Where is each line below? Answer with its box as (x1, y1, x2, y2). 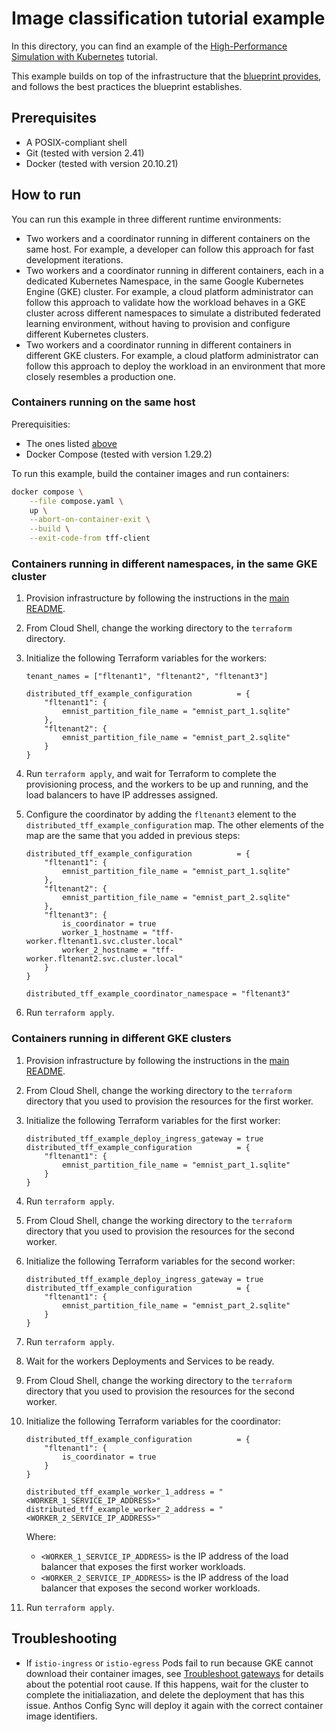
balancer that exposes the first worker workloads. (40, 1560, 246, 1572)
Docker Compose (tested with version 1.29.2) (25, 448, 213, 460)
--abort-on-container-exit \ (29, 515, 151, 525)
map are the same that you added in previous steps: (25, 830, 241, 842)
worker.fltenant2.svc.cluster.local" (25, 954, 184, 964)
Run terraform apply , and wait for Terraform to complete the (25, 768, 277, 780)
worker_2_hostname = (62, 945, 148, 956)
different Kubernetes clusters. (25, 328, 149, 340)
